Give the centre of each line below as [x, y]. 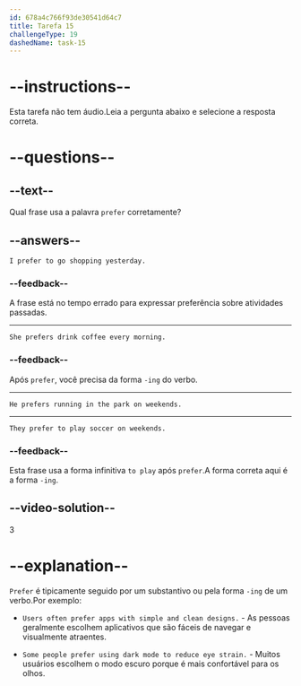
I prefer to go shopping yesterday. [77, 261]
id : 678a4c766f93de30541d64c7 [66, 17]
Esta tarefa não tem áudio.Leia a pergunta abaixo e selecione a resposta [142, 112]
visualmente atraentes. [64, 637]
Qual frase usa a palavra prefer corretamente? [95, 213]
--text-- [31, 191]
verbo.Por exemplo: [46, 600]
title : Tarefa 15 [42, 26]
